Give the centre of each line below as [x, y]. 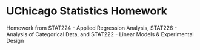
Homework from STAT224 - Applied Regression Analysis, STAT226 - [92, 28]
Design [15, 40]
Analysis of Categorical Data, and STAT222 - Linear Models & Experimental [100, 34]
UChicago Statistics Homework [87, 11]
